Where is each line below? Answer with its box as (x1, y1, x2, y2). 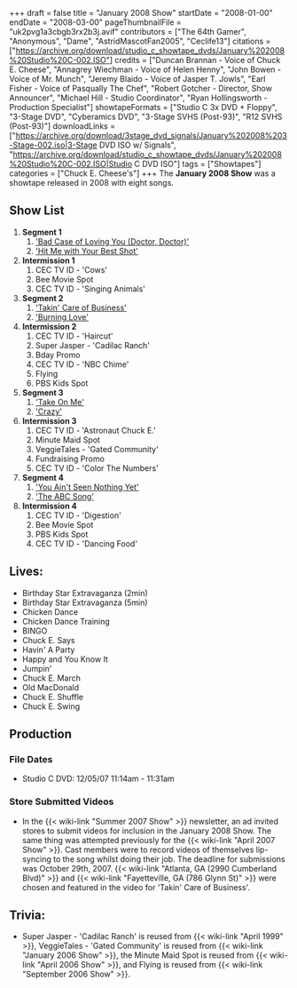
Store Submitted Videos (9, 795, 114, 808)
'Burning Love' (35, 311, 89, 323)
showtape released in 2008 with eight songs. (9, 178, 175, 187)
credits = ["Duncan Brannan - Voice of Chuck (114, 55, 281, 65)
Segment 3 (21, 386, 64, 398)
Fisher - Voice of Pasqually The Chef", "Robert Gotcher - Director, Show (9, 84, 273, 93)
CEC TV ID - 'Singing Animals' (35, 283, 146, 294)
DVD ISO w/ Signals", (98, 139, 176, 150)
